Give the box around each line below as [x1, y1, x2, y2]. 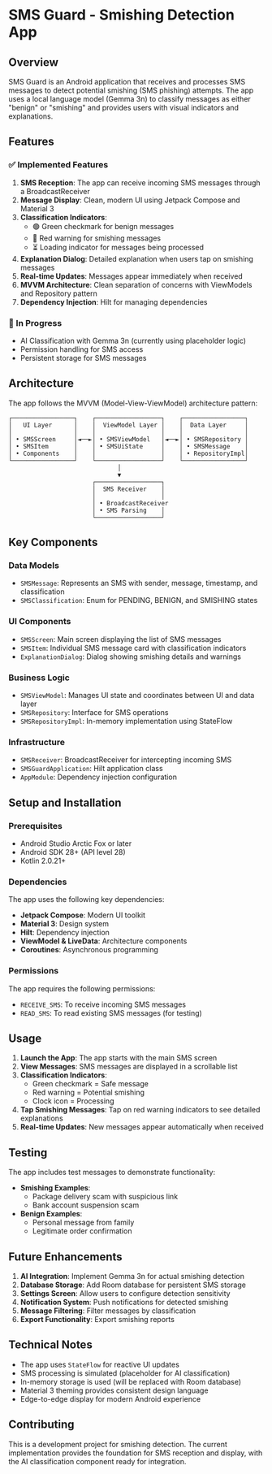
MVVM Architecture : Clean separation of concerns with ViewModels [19, 280, 253, 289]
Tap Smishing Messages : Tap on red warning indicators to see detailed [19, 1105, 261, 1115]
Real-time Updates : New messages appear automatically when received [19, 1122, 264, 1132]
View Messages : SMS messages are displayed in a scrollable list [19, 1062, 238, 1072]
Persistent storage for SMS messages [19, 353, 147, 362]
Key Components [8, 535, 98, 549]
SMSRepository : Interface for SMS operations [19, 708, 169, 717]
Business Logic [8, 672, 71, 683]
